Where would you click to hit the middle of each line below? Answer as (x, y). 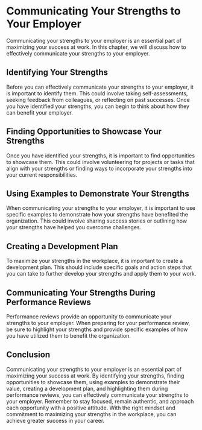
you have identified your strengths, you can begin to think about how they (98, 106)
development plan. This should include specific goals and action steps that (99, 267)
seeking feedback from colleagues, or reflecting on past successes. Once (98, 100)
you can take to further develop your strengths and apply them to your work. (101, 274)
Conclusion (28, 355)
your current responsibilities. (42, 175)
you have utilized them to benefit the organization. (69, 336)
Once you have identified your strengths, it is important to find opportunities (100, 156)
